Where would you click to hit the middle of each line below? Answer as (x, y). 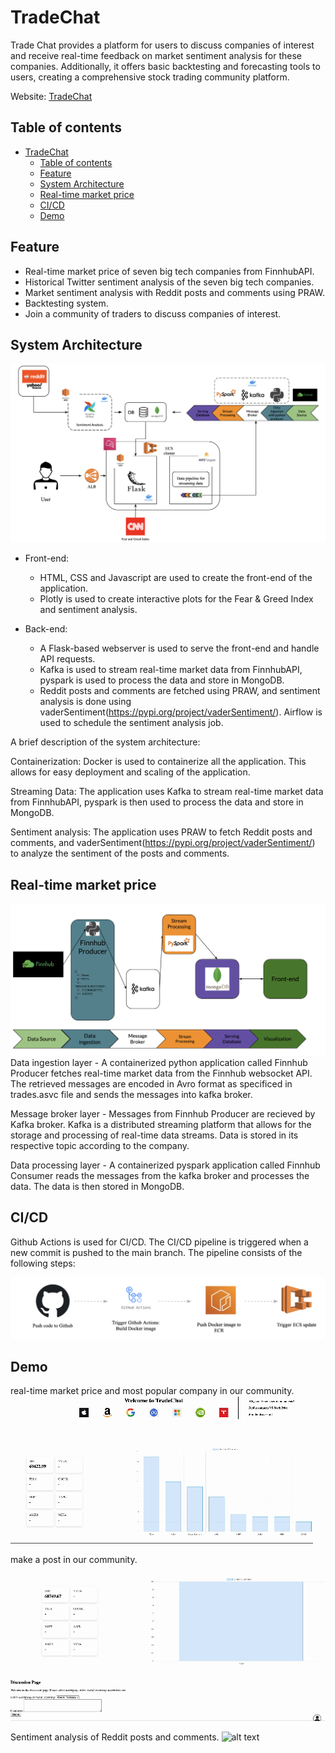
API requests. (67, 659)
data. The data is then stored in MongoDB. (97, 1186)
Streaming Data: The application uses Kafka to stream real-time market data (167, 792)
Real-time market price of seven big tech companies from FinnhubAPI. (169, 271)
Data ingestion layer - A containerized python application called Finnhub (159, 1062)
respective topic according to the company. (100, 1145)
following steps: (43, 1263)
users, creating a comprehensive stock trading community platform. (150, 77)
